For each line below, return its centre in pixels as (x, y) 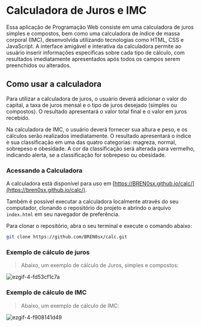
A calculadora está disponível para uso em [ (61, 184)
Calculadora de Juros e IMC (76, 10)
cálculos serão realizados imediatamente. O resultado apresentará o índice (99, 136)
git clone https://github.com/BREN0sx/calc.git (67, 237)
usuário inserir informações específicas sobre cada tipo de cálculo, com (95, 52)
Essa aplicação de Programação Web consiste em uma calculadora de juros (100, 27)
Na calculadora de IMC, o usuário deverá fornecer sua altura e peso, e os (97, 129)
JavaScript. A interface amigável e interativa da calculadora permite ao (94, 46)
